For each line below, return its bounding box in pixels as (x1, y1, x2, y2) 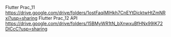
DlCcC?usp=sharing (5, 26, 47, 32)
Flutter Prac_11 (5, 5, 35, 10)
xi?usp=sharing (5, 15, 38, 21)
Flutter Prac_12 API (38, 15, 78, 21)
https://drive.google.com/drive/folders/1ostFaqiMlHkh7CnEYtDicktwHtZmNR (5, 10, 166, 16)
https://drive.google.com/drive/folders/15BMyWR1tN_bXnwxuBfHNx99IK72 (5, 20, 163, 26)
